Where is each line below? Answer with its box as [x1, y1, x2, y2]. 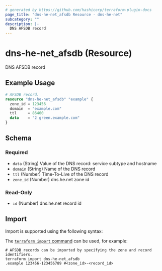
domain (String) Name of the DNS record [12, 166, 96, 172]
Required [5, 149, 28, 156]
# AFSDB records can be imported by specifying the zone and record [5, 247, 152, 252]
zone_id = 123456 [10, 101, 46, 106]
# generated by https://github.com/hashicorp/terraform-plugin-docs [5, 7, 152, 13]
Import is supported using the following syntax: [5, 228, 103, 234]
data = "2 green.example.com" [10, 115, 80, 120]
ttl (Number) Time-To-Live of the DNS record [12, 171, 109, 177]
